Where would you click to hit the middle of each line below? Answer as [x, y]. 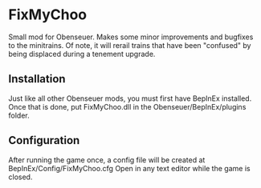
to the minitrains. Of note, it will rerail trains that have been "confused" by [130, 45]
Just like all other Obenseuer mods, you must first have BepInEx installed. [130, 98]
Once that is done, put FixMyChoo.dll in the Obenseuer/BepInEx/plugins [127, 106]
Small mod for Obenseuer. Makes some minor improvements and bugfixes [131, 37]
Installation [37, 79]
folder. [19, 115]
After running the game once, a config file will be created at [107, 160]
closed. [20, 177]
